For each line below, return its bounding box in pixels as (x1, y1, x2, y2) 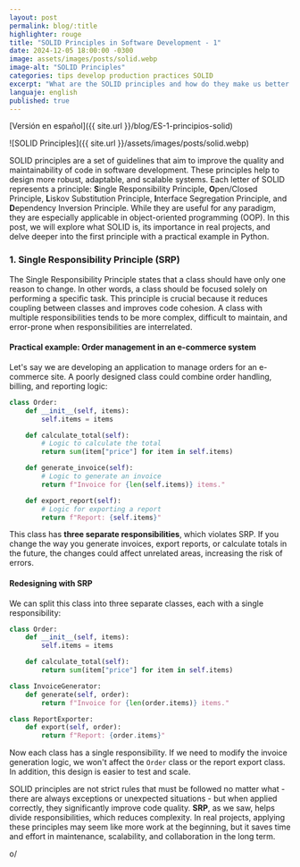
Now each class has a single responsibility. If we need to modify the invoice (9, 747, 287, 758)
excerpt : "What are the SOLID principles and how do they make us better (9, 80, 290, 88)
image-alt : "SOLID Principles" (9, 63, 126, 72)
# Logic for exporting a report (41, 504, 162, 514)
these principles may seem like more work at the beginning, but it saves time (9, 821, 291, 832)
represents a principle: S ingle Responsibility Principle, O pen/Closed (9, 184, 258, 195)
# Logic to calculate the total (41, 439, 162, 448)
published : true (9, 96, 70, 105)
